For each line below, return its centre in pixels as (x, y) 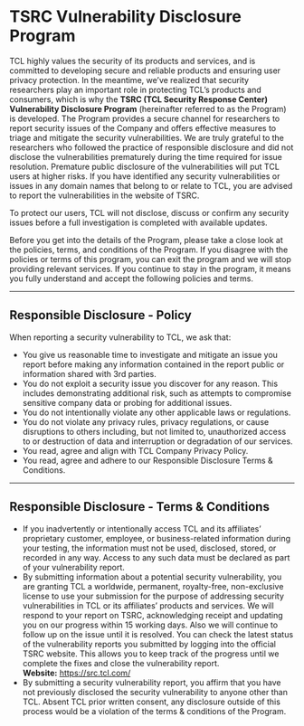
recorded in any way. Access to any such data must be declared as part (156, 557)
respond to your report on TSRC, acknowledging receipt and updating (152, 615)
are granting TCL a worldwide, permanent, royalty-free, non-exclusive (153, 586)
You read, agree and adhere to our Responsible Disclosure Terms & (147, 460)
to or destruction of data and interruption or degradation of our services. (157, 441)
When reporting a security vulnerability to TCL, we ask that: (120, 337)
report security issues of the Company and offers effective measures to (143, 127)
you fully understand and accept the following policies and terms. (132, 278)
